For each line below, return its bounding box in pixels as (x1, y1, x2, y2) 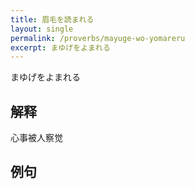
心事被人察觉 (10, 132, 63, 144)
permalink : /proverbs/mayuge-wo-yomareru (10, 33, 186, 43)
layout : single (10, 24, 74, 34)
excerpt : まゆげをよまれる (10, 42, 111, 53)
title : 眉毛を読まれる (10, 14, 95, 25)
